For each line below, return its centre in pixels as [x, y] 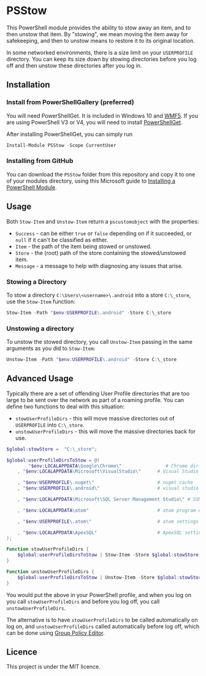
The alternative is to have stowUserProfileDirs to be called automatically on [102, 620]
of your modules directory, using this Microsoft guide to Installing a [91, 181]
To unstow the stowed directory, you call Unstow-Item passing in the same [100, 342]
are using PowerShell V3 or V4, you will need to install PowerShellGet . [94, 122]
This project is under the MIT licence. [54, 667]
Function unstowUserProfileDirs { [51, 572]
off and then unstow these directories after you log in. [74, 66]
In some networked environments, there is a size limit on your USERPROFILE [100, 52]
